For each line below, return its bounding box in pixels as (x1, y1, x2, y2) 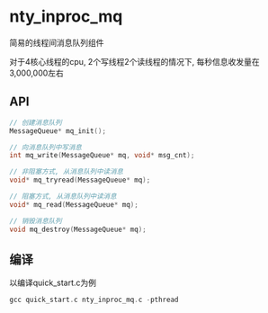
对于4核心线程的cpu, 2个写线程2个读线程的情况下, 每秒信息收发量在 (9, 56, 260, 67)
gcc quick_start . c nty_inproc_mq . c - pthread (9, 295, 179, 305)
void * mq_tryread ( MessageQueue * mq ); (9, 175, 151, 185)
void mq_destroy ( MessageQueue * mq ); (9, 225, 147, 234)
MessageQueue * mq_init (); (9, 126, 106, 136)
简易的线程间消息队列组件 (9, 37, 104, 48)
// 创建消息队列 (9, 118, 62, 127)
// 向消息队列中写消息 (9, 142, 83, 152)
